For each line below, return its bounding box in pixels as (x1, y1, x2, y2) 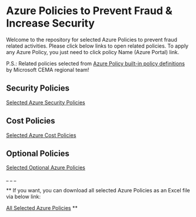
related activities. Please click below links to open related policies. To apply (6, 42, 189, 49)
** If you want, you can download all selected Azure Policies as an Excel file (6, 187, 190, 194)
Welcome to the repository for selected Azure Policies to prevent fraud (6, 36, 178, 43)
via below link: (6, 193, 41, 201)
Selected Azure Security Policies (6, 99, 85, 106)
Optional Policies (6, 148, 69, 158)
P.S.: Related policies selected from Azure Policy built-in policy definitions (6, 60, 185, 67)
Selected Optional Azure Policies (6, 164, 85, 171)
